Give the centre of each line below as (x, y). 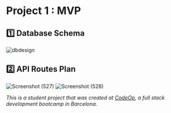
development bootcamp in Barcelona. (52, 104)
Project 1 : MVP (43, 11)
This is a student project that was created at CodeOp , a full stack (85, 97)
